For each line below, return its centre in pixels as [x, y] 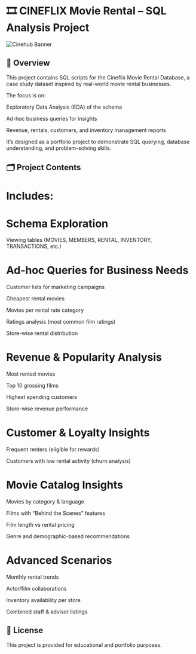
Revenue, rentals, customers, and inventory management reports [86, 130]
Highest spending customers [42, 397]
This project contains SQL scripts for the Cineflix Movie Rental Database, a [98, 77]
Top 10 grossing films [32, 386]
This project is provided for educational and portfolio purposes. [84, 644]
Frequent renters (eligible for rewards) [53, 449]
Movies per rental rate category [45, 310]
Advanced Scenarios [59, 561]
